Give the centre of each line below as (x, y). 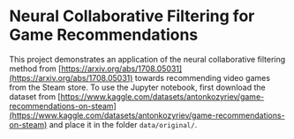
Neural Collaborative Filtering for (132, 16)
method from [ (35, 69)
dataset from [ (35, 96)
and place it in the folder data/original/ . (123, 124)
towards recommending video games (203, 77)
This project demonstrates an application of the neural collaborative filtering (147, 59)
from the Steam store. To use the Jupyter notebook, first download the (138, 87)
